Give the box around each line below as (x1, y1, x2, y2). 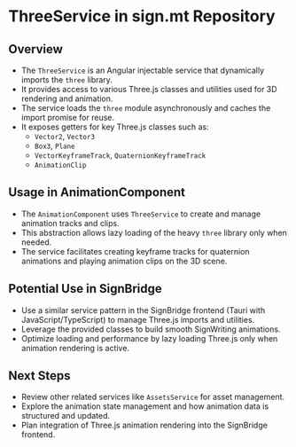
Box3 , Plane (34, 140, 76, 151)
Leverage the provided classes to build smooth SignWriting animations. (20, 324, 281, 334)
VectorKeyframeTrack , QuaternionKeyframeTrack (34, 150, 206, 161)
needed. (20, 237, 52, 247)
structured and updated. (20, 411, 111, 421)
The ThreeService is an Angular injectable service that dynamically (20, 65, 265, 75)
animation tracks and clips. (20, 217, 121, 228)
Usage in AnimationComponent (8, 184, 185, 200)
